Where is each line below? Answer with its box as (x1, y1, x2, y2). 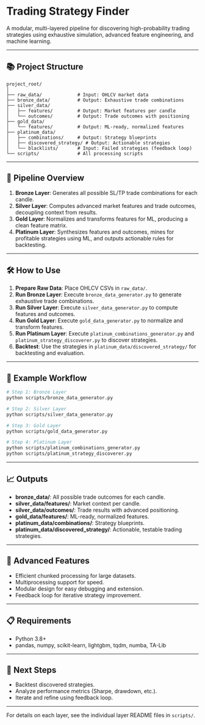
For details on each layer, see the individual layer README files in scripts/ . (6, 712, 195, 719)
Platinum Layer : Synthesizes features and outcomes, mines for (15, 228, 174, 235)
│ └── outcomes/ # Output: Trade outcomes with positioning (6, 113, 190, 119)
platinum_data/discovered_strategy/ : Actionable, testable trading (15, 526, 182, 533)
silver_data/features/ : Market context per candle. (15, 499, 142, 507)
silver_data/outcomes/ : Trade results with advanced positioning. (15, 506, 180, 513)
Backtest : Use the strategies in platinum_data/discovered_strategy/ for (15, 343, 196, 350)
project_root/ (6, 81, 43, 87)
